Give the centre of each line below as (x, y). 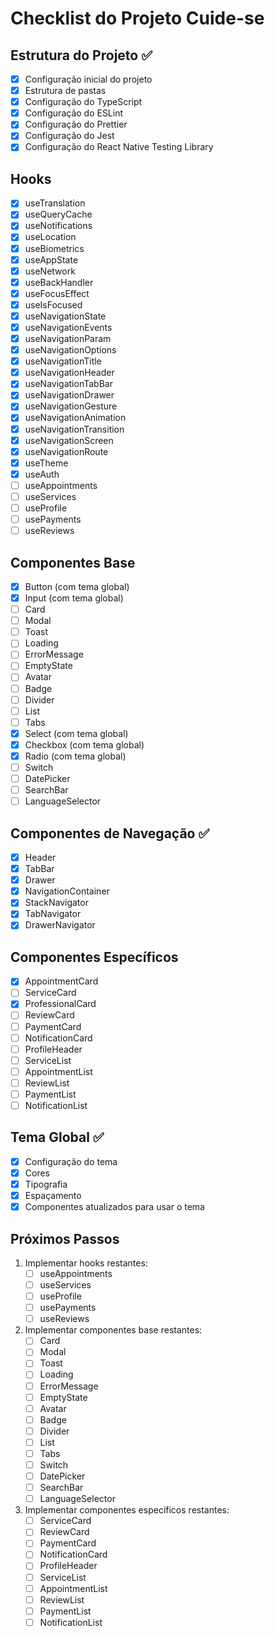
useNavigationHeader (69, 373)
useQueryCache (58, 214)
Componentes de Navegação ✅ (110, 833)
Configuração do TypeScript (83, 102)
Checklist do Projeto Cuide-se (137, 18)
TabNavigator (53, 914)
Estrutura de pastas (65, 91)
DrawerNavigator (60, 925)
